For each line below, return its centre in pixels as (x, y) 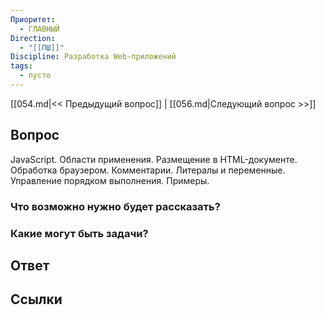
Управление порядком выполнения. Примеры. (110, 180)
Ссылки (36, 299)
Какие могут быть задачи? (79, 233)
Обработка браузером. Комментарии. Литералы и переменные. (148, 170)
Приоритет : (33, 19)
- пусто (35, 76)
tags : (21, 66)
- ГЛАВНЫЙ (39, 29)
